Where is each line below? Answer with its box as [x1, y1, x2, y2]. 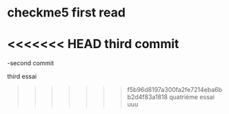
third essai [7, 72, 37, 80]
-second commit [7, 59, 54, 67]
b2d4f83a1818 [127, 93, 168, 101]
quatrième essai [168, 93, 215, 101]
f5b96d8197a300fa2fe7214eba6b [127, 86, 223, 94]
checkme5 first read [7, 5, 126, 21]
